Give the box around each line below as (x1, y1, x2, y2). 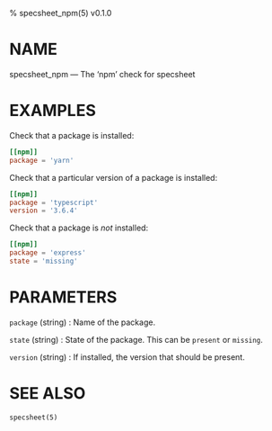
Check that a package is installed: (9, 130, 135, 140)
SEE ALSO (9, 383, 86, 403)
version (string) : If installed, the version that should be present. (9, 351, 245, 363)
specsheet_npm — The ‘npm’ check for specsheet (9, 68, 196, 79)
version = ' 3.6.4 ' (9, 206, 78, 215)
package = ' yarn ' (9, 156, 75, 165)
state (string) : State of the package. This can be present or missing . (9, 334, 263, 345)
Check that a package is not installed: (9, 222, 149, 233)
